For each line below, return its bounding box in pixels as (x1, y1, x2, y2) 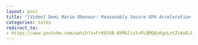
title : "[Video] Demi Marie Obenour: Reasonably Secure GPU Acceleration (6, 14, 192, 20)
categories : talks (6, 19, 51, 25)
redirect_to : (6, 25, 38, 31)
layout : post (6, 8, 38, 15)
